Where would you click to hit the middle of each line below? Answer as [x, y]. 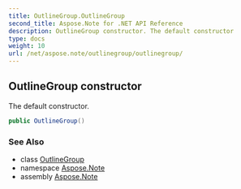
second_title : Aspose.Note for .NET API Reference [96, 24]
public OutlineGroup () [47, 121]
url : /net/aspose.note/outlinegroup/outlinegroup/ [96, 54]
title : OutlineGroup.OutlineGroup [67, 16]
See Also [26, 141]
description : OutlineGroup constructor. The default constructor [121, 31]
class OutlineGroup [52, 159]
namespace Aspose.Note [62, 168]
